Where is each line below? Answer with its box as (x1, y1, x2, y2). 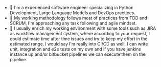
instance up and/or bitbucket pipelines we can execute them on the (9, 51, 146, 57)
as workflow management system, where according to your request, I (9, 31, 150, 36)
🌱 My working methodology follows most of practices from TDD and (9, 15, 148, 21)
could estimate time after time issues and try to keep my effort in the (9, 36, 148, 42)
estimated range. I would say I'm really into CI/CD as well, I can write (9, 41, 148, 46)
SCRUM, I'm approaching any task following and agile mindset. (9, 20, 137, 26)
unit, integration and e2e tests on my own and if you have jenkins (9, 46, 141, 52)
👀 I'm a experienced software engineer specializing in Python (9, 5, 134, 10)
